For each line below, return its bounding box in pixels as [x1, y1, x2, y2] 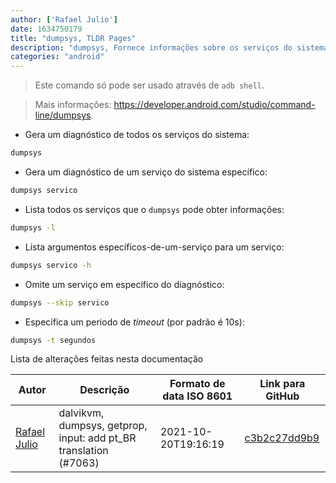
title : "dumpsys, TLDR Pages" [10, 33, 137, 43]
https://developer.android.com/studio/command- [113, 99, 316, 111]
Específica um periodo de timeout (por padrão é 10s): [24, 316, 245, 328]
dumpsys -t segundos [10, 335, 97, 345]
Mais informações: [34, 99, 112, 111]
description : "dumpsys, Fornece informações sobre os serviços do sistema [10, 42, 329, 53]
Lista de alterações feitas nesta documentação [10, 353, 204, 365]
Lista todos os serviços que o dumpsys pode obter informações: [24, 203, 285, 215]
